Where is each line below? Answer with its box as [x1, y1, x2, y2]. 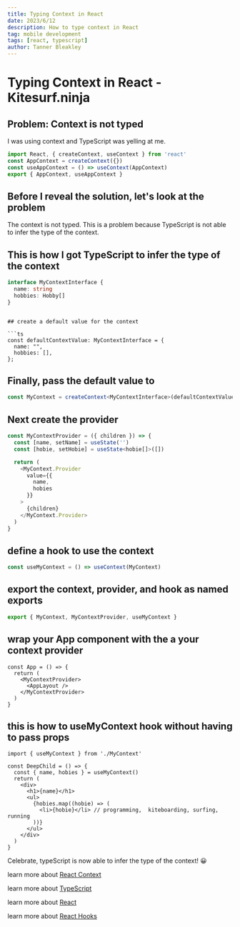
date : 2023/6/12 [7, 17, 56, 24]
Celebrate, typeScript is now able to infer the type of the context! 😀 [7, 856, 207, 865]
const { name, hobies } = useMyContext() [14, 769, 139, 776]
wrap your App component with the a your [7, 633, 199, 646]
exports [7, 594, 43, 607]
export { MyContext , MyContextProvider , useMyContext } [7, 613, 177, 621]
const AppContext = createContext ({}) [7, 157, 123, 164]
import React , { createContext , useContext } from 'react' [7, 151, 187, 158]
